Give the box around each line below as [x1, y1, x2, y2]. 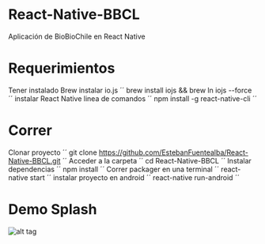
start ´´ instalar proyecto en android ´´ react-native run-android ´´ [29, 172, 240, 182]
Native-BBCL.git [8, 156, 61, 165]
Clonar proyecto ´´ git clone [8, 148, 97, 157]
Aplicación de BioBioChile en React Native [8, 32, 146, 41]
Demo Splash [8, 201, 97, 218]
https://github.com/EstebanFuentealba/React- [98, 148, 249, 157]
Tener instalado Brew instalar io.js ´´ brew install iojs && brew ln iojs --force [8, 85, 252, 95]
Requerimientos [8, 59, 115, 77]
